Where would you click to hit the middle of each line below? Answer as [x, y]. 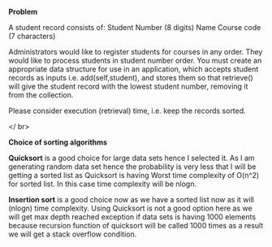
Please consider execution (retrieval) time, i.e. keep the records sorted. [127, 110]
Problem [23, 12]
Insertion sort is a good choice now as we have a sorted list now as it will [131, 199]
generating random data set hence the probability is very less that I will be [132, 167]
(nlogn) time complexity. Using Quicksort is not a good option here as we [131, 208]
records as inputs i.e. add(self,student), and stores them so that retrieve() [131, 78]
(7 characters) [32, 36]
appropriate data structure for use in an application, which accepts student [134, 69]
